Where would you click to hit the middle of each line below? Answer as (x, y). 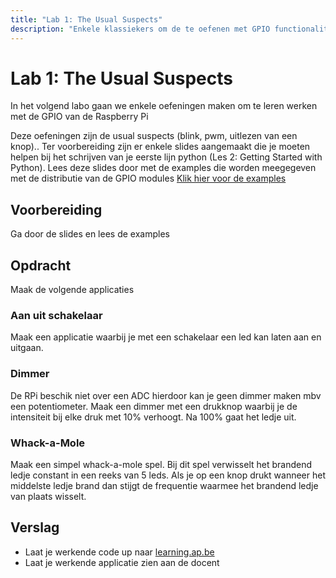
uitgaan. (27, 348)
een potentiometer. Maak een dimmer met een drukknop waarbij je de (154, 406)
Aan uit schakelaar (56, 315)
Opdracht (41, 265)
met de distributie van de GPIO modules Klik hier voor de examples (148, 178)
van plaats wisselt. (48, 496)
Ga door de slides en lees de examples (90, 234)
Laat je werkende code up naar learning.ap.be (119, 552)
